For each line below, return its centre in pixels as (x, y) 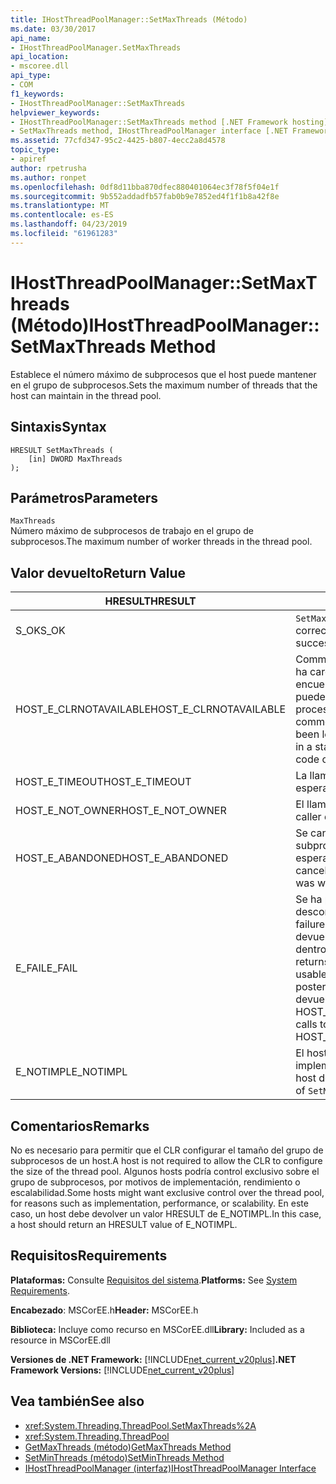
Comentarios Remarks (80, 1126)
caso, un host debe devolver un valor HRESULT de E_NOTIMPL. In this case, (166, 1213)
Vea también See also (77, 1401)
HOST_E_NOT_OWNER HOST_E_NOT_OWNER (121, 811)
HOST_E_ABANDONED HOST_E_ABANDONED (122, 858)
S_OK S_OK (40, 631)
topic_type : (35, 150)
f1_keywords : (37, 94)
